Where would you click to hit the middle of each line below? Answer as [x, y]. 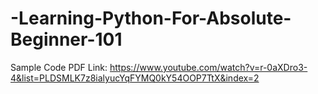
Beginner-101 [66, 39]
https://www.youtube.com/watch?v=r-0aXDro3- [208, 67]
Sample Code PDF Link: [59, 67]
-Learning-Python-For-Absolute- [151, 18]
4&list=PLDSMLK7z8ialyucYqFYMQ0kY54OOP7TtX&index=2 [135, 78]
